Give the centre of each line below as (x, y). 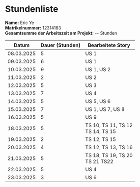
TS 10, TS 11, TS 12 (109, 125)
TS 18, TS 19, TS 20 (109, 155)
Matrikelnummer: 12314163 (33, 27)
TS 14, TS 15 (101, 131)
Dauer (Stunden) (61, 45)
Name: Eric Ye (20, 23)
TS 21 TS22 (99, 161)
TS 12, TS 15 (101, 139)
